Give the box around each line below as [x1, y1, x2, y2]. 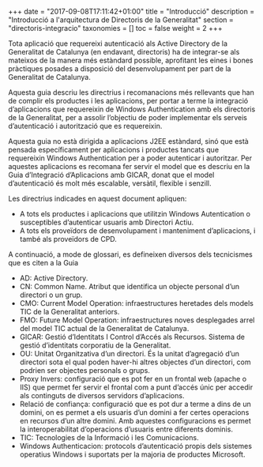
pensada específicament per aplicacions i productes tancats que [8, 145, 220, 154]
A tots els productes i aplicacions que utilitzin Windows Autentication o [19, 209, 251, 218]
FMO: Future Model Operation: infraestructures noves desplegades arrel [19, 315, 255, 325]
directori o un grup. [19, 290, 83, 299]
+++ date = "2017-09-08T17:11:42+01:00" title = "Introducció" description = [8, 7, 255, 16]
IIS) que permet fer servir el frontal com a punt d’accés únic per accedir [19, 382, 254, 392]
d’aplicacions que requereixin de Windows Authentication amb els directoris [8, 104, 256, 114]
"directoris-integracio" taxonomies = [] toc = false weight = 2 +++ [8, 24, 223, 32]
